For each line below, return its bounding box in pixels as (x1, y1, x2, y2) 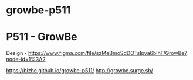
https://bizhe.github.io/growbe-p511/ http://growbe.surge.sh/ (6, 67, 154, 74)
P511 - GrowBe (6, 30, 77, 44)
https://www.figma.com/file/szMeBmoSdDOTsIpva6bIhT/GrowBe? (28, 50, 188, 57)
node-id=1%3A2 (6, 56, 46, 63)
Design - (6, 50, 28, 57)
